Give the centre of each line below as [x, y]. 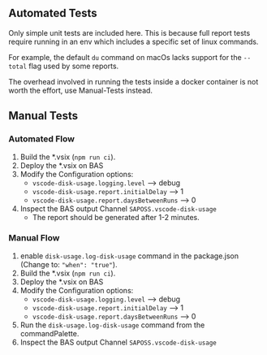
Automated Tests [53, 13]
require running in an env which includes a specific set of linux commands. [133, 41]
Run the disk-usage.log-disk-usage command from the [112, 325]
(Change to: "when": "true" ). [69, 264]
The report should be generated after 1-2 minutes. [116, 217]
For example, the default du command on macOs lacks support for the [125, 57]
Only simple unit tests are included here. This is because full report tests [129, 32]
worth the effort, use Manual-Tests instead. [80, 90]
